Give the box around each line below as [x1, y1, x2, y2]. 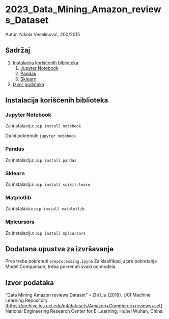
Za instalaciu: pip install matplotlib [5, 205, 85, 212]
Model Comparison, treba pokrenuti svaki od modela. [5, 263, 117, 270]
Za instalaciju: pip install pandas [5, 157, 77, 163]
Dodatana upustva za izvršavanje [5, 245, 114, 253]
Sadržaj [5, 46, 31, 55]
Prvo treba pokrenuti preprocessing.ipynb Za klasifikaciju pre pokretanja [5, 258, 157, 264]
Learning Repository [5, 297, 48, 304]
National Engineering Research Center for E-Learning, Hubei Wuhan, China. [5, 308, 164, 314]
